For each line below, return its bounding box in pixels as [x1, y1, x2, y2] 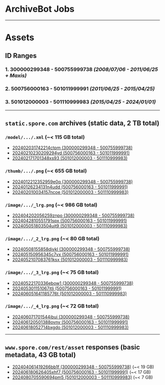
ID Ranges [5, 51, 37, 60]
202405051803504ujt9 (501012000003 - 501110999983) [12, 223, 128, 229]
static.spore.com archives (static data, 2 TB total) [5, 119, 160, 128]
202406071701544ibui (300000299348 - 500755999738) [12, 314, 130, 320]
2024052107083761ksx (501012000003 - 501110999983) [12, 257, 128, 263]
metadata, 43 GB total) [5, 351, 76, 359]
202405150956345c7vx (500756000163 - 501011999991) [12, 252, 129, 257]
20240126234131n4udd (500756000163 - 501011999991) [12, 184, 128, 190]
